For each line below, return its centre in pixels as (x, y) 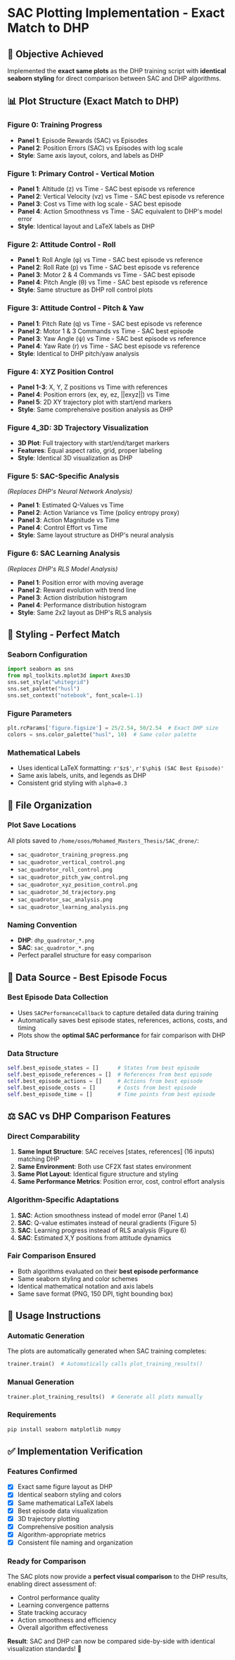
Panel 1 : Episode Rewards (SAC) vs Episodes (82, 140)
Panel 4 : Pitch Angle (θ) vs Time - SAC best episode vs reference (113, 283)
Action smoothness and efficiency (67, 1620)
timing (27, 1027)
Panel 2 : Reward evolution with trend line (77, 590)
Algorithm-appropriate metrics (62, 1535)
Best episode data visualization (63, 1511)
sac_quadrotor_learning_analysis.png (73, 907)
